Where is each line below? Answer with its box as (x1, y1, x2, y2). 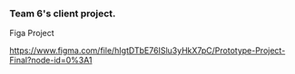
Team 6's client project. (9, 7, 116, 20)
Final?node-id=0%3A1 (9, 55, 93, 66)
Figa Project (9, 28, 54, 39)
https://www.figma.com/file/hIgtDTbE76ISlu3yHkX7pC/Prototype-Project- (9, 45, 286, 56)
